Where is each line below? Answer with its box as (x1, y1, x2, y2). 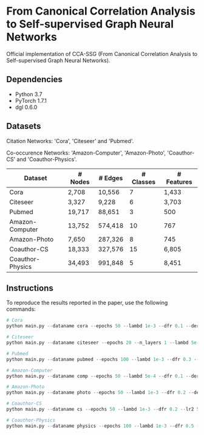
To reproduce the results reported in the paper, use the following (6, 299, 168, 307)
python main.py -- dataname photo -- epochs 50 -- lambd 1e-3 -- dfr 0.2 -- (6, 389, 194, 396)
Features (166, 178, 192, 186)
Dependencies (6, 74, 63, 85)
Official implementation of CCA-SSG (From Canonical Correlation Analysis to (6, 50, 198, 57)
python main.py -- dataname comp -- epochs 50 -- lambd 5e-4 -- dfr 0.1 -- (6, 373, 191, 379)
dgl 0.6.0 (15, 103, 38, 111)
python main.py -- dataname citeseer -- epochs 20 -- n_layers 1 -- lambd (6, 339, 189, 346)
